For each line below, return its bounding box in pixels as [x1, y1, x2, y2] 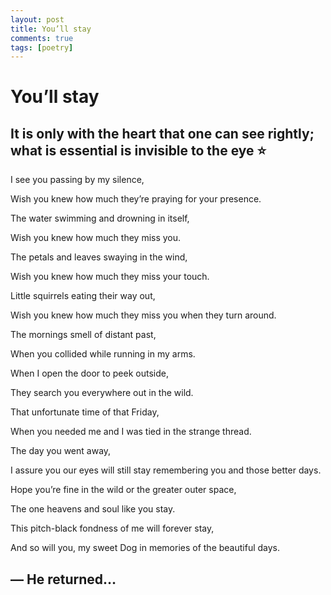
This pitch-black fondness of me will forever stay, [10, 522, 215, 535]
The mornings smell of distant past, [10, 329, 157, 341]
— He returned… [10, 571, 117, 588]
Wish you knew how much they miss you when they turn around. [10, 309, 277, 321]
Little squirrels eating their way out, [10, 290, 156, 302]
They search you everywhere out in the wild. [10, 387, 194, 399]
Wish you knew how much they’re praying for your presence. [10, 193, 262, 205]
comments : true [10, 33, 74, 43]
